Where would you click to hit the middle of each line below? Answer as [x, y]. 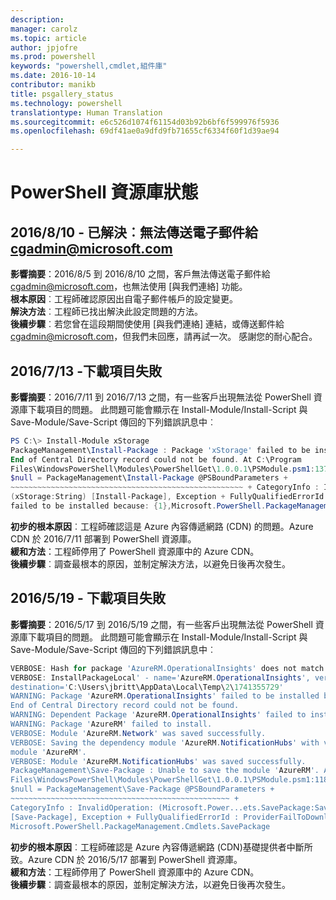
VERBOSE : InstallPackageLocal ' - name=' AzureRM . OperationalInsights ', [160, 677]
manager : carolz [44, 29]
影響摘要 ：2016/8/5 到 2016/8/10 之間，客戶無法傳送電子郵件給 [140, 274]
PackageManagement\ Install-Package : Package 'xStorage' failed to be [160, 450]
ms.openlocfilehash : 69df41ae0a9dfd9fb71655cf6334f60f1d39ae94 [145, 131]
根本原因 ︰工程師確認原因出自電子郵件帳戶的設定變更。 [124, 299]
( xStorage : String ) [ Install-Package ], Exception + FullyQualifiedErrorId [167, 497]
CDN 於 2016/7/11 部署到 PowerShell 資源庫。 [103, 538]
